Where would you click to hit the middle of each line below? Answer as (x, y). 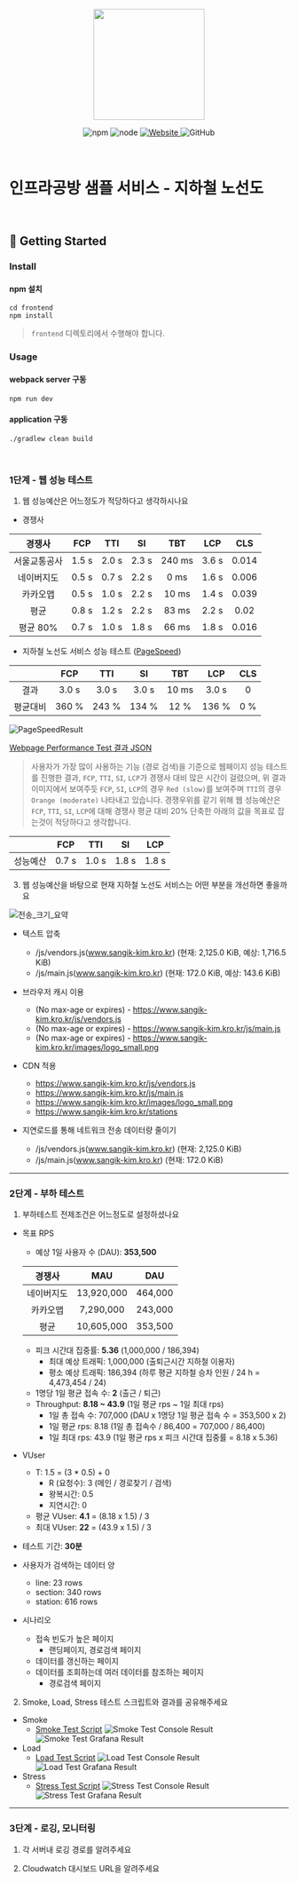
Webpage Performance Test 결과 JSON (81, 748)
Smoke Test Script (69, 1729)
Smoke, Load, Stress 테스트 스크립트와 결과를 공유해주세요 (125, 1702)
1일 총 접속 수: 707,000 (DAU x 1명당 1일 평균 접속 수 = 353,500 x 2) (167, 1415)
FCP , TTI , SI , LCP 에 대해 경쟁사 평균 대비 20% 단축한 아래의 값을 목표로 (153, 811)
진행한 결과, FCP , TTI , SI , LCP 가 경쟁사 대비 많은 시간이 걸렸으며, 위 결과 (163, 778)
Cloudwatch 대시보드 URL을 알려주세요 (90, 1868)
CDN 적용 (39, 1066)
